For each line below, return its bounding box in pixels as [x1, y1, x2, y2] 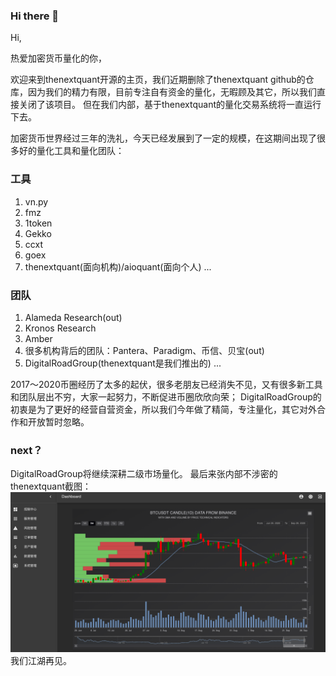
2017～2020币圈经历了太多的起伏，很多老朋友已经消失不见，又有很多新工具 [10, 378, 323, 390]
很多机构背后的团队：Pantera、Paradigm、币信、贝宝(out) [24, 344, 265, 356]
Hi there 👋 [10, 9, 60, 23]
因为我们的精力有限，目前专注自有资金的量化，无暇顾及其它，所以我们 [27, 86, 317, 98]
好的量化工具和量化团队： [18, 145, 125, 157]
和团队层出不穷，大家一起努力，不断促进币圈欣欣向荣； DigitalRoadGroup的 [10, 390, 322, 403]
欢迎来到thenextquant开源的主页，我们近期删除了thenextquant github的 [10, 74, 306, 86]
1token [24, 217, 53, 229]
